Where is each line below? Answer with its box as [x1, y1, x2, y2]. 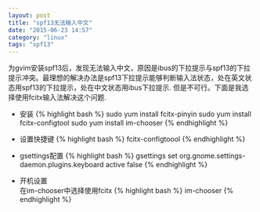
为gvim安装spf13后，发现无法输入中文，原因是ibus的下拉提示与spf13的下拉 [8, 64, 251, 73]
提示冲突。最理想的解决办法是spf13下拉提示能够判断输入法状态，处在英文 [8, 73, 245, 82]
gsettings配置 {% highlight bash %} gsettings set [19, 151, 178, 161]
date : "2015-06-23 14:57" [8, 26, 92, 34]
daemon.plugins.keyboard [19, 160, 104, 170]
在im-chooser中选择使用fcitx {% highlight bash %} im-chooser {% [19, 186, 233, 196]
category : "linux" [8, 33, 68, 42]
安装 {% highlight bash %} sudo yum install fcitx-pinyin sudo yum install [19, 109, 252, 119]
